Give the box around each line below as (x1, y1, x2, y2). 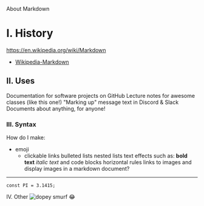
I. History (6, 27, 53, 40)
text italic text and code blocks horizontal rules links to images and (24, 159, 192, 166)
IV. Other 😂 (6, 193, 76, 201)
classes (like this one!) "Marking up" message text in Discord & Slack (6, 98, 179, 106)
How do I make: (6, 134, 46, 142)
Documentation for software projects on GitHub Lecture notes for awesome (6, 92, 195, 99)
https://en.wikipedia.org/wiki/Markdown (6, 46, 106, 53)
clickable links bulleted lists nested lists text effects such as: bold (24, 152, 188, 160)
